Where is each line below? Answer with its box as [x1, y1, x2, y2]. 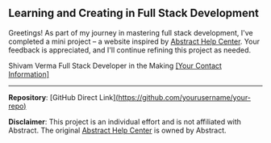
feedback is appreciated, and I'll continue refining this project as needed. [8, 44, 252, 55]
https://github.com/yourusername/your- [118, 92, 252, 102]
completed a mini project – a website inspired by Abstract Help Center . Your [8, 36, 261, 46]
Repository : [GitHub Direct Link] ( [8, 92, 119, 102]
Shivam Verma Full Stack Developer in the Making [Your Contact [8, 61, 222, 70]
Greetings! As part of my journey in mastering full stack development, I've [8, 27, 253, 37]
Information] [8, 69, 50, 79]
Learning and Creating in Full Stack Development [8, 6, 260, 20]
